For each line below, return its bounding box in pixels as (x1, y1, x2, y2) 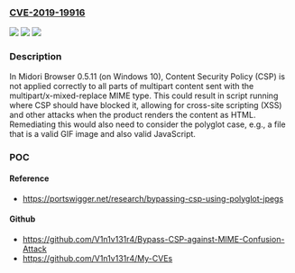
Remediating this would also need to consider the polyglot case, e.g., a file (9, 119, 286, 130)
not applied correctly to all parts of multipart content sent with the (9, 80, 254, 91)
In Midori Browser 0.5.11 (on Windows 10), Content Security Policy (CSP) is (9, 70, 286, 82)
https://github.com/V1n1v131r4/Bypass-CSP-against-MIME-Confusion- (22, 233, 285, 244)
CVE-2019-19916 (9, 6, 86, 19)
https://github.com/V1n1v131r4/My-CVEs (22, 252, 173, 263)
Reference (9, 173, 50, 184)
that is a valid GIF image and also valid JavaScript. (9, 128, 197, 139)
